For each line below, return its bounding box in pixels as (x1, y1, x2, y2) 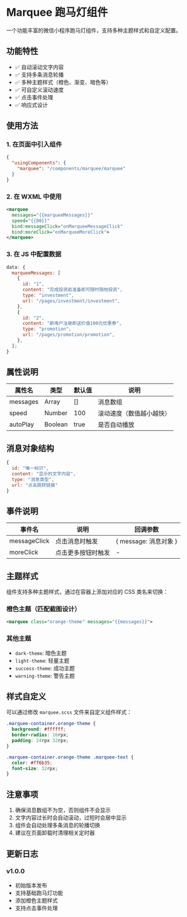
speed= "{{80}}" (11, 217, 50, 224)
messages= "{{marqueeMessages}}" (11, 212, 94, 218)
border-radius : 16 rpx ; (11, 732, 69, 738)
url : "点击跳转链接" (11, 482, 58, 488)
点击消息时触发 (55, 537, 98, 545)
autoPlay (9, 420, 34, 429)
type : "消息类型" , (11, 476, 54, 482)
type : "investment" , (22, 292, 74, 298)
